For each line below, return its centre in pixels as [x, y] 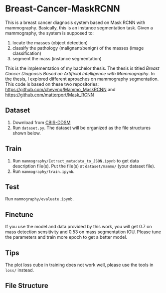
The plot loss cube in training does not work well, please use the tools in [79, 265]
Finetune [19, 215]
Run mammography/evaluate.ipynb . [39, 199]
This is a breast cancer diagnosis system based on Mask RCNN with [75, 22]
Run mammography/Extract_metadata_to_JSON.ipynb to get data [76, 160]
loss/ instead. [19, 270]
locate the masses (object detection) [50, 42]
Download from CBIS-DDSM [41, 122]
